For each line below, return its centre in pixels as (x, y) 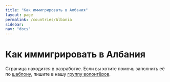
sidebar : (15, 24)
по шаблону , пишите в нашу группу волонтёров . (58, 74)
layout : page (19, 15)
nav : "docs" (18, 29)
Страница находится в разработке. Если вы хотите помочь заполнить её (85, 69)
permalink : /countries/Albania (39, 19)
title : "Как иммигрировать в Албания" (47, 10)
